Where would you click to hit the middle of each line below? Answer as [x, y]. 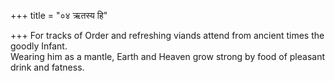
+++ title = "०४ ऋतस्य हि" [59, 15]
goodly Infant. [39, 46]
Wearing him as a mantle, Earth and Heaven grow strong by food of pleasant [167, 56]
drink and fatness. [47, 67]
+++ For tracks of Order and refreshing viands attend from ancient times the [167, 35]
